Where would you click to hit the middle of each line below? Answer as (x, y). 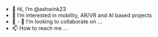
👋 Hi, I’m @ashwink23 (39, 9)
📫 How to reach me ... (40, 28)
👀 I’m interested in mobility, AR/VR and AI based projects (82, 15)
